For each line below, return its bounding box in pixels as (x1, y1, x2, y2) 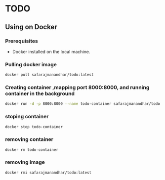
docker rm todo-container (5, 147, 58, 152)
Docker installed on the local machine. (12, 48, 90, 54)
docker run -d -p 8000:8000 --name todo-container (5, 101, 112, 106)
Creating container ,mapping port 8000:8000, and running (5, 84, 150, 90)
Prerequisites (5, 38, 38, 45)
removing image (5, 159, 45, 166)
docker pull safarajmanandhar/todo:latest (5, 72, 94, 77)
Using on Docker (5, 23, 58, 31)
